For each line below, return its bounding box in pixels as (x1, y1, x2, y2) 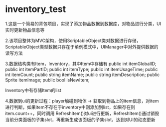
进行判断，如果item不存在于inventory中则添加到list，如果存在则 (5, 104, 136, 110)
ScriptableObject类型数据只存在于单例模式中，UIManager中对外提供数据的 (5, 43, 159, 49)
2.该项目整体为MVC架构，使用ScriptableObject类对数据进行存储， (5, 37, 141, 43)
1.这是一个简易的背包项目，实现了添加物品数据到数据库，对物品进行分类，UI (5, 20, 161, 26)
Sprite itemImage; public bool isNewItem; (5, 76, 90, 83)
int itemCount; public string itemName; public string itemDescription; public (5, 71, 160, 77)
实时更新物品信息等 (5, 26, 45, 33)
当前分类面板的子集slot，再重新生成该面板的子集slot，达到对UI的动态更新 (5, 116, 156, 122)
